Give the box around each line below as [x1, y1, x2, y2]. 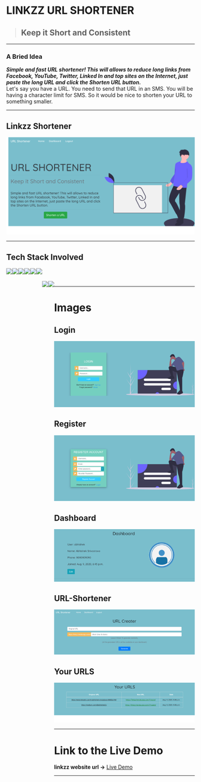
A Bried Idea [6, 52, 43, 61]
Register [54, 419, 87, 429]
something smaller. [6, 98, 53, 105]
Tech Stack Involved [6, 252, 84, 262]
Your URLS [54, 666, 95, 676]
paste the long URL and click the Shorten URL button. [6, 79, 142, 86]
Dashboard [54, 513, 96, 523]
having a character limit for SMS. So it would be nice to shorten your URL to [6, 91, 193, 99]
